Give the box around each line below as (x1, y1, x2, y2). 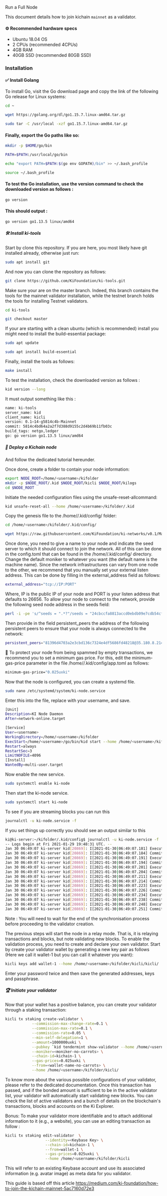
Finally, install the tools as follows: (5, 358, 75, 364)
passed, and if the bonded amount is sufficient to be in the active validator (5, 1087, 158, 1093)
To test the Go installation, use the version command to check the (5, 181, 144, 187)
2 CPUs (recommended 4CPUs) (12, 42, 78, 48)
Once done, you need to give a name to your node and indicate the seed (5, 540, 154, 546)
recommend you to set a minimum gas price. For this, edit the (5, 655, 131, 661)
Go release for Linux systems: (5, 94, 66, 100)
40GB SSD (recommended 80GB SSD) (12, 52, 91, 58)
